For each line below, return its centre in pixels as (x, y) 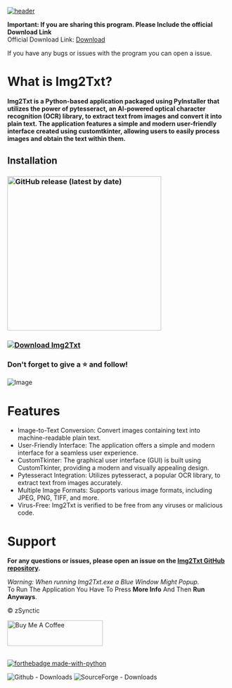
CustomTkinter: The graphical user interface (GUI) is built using (109, 460)
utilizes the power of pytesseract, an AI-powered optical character (107, 109)
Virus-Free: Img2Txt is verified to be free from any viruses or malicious (120, 505)
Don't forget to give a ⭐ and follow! (68, 364)
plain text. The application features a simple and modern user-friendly (112, 123)
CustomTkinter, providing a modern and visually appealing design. (113, 468)
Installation (32, 161)
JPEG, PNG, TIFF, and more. (58, 498)
